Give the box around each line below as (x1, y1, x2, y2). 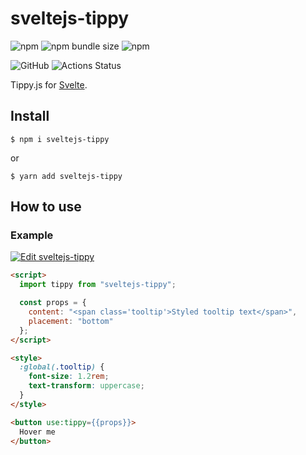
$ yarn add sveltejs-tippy (10, 171, 123, 181)
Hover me (19, 427, 56, 437)
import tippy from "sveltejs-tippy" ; (19, 280, 177, 290)
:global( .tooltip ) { (19, 362, 105, 372)
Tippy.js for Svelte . (10, 78, 88, 91)
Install (10, 108, 50, 125)
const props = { (19, 298, 87, 308)
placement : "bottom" (28, 316, 114, 326)
